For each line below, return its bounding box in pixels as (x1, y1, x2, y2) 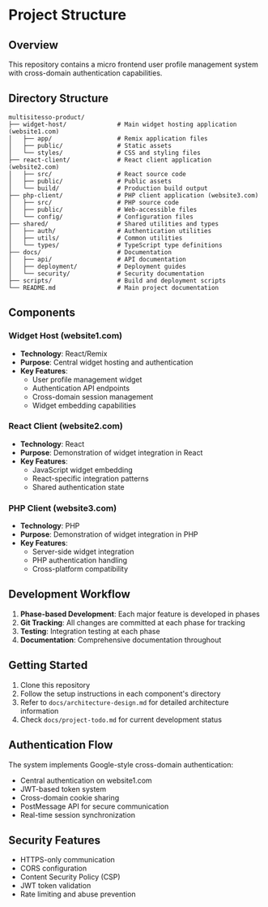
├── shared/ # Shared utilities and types (8, 219, 219, 228)
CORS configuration (19, 863, 87, 874)
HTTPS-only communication (19, 855, 116, 865)
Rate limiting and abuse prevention (19, 889, 136, 899)
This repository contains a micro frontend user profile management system (8, 59, 259, 69)
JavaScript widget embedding (32, 464, 134, 474)
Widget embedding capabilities (32, 400, 136, 410)
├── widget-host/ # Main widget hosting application (8, 120, 237, 128)
